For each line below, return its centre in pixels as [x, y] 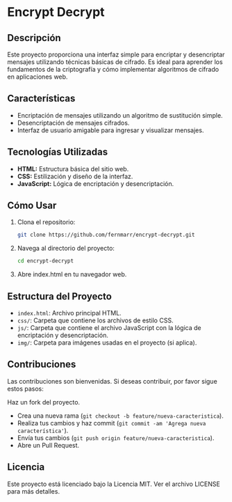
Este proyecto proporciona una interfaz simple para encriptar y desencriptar [116, 54]
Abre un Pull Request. [48, 445]
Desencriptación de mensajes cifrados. [73, 123]
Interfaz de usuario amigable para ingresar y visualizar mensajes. [110, 130]
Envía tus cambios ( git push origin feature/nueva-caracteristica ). [116, 438]
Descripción [34, 38]
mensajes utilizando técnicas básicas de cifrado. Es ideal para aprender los [115, 62]
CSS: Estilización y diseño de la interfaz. [75, 176]
